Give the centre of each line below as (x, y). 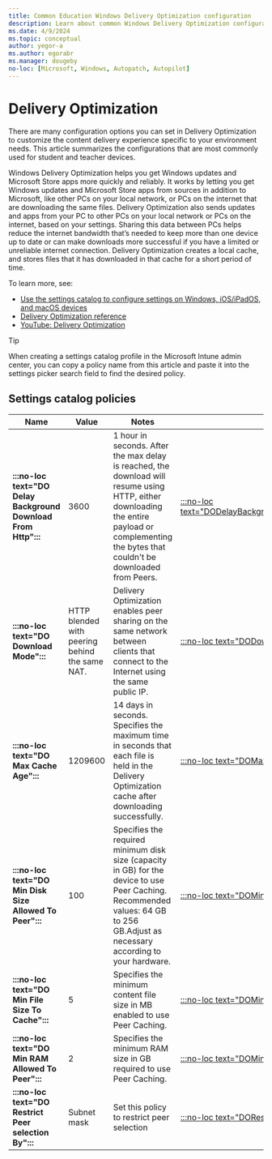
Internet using (139, 671)
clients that (134, 651)
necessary (133, 941)
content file (134, 994)
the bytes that (139, 546)
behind (81, 651)
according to (137, 951)
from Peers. (135, 577)
